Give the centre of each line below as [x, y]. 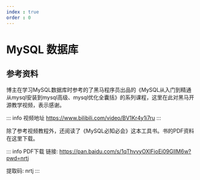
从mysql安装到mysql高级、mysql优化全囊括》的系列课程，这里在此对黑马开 [100, 97]
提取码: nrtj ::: [23, 170]
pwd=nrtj [18, 158]
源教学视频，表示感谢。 [35, 105]
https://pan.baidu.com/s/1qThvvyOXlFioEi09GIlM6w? [125, 151]
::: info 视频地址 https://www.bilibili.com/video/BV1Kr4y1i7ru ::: [84, 118]
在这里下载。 [22, 138]
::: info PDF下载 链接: [32, 151]
